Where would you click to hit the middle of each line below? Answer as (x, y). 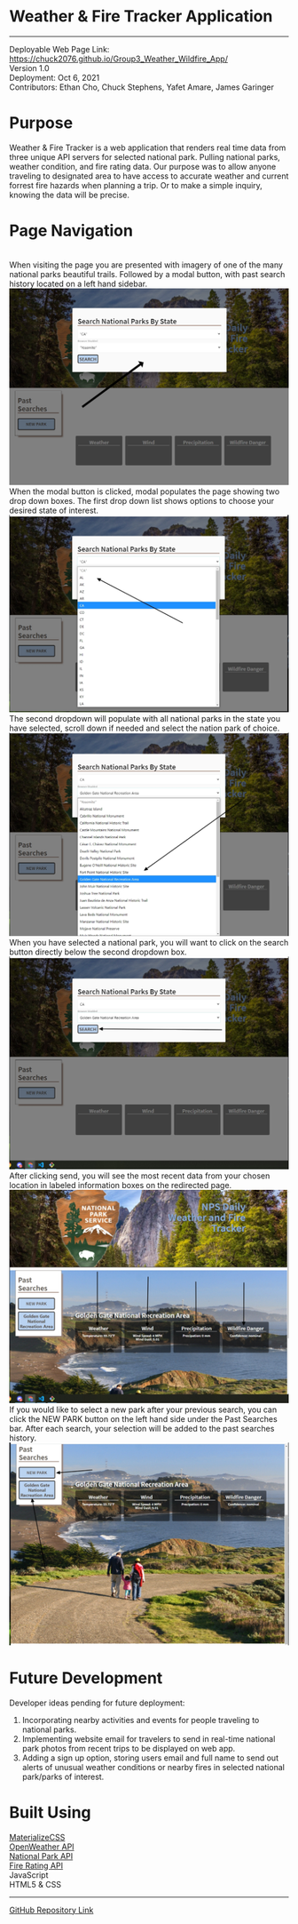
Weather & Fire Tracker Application (141, 16)
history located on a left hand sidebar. (78, 283)
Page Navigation (71, 231)
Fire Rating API (36, 1865)
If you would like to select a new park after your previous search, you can (143, 1409)
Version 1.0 (29, 68)
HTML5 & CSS (35, 1884)
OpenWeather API (42, 1847)
